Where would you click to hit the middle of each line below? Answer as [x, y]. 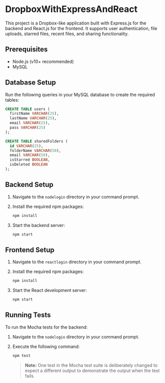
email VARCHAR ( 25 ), [30, 123]
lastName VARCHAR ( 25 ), [33, 118]
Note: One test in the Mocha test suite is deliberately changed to [91, 365]
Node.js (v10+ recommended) [43, 61]
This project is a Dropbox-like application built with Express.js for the [76, 23]
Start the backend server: [39, 225]
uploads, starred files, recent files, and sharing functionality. [67, 33]
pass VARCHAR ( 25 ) [28, 128]
